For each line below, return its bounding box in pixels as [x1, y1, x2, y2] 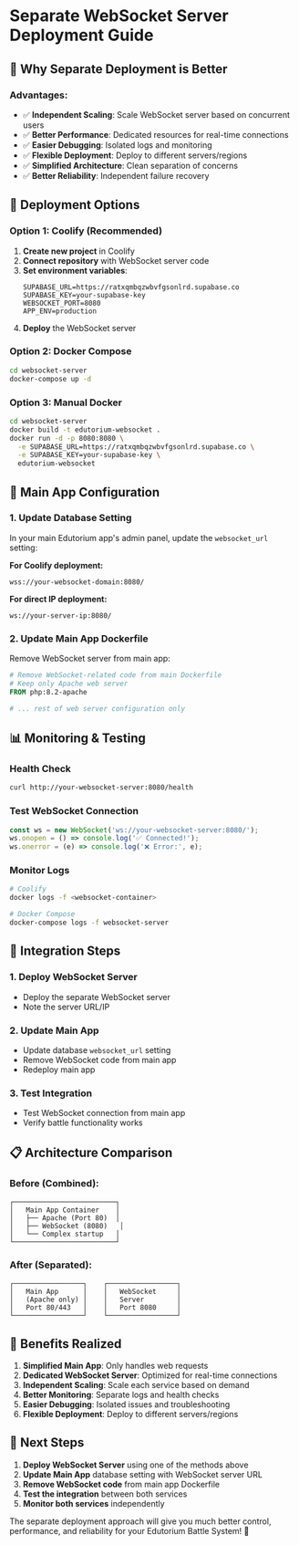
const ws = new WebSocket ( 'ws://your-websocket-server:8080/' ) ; [9, 825, 259, 835]
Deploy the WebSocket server [22, 322, 137, 333]
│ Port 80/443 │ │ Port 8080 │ [9, 1303, 181, 1312]
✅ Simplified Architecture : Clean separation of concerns [22, 160, 239, 171]
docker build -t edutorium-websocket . [9, 425, 161, 434]
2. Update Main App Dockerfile [9, 632, 149, 644]
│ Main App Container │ [9, 1206, 120, 1215]
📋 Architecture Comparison [9, 1144, 173, 1160]
